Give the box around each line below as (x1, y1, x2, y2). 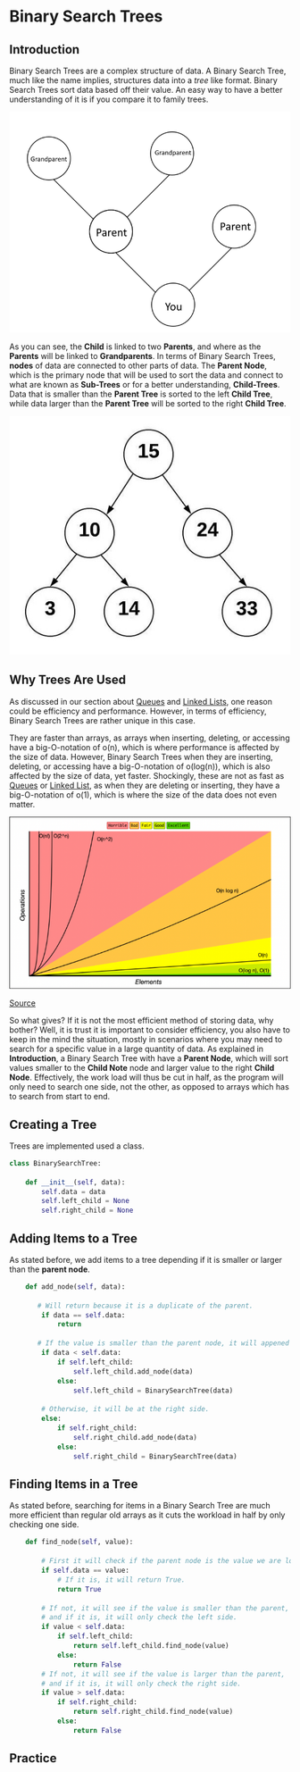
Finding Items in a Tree (9, 1476, 138, 1492)
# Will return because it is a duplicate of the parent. (37, 1301, 254, 1310)
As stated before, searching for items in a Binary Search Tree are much (9, 1500, 271, 1511)
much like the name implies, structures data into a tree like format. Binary (9, 75, 279, 86)
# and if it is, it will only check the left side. (41, 1613, 238, 1622)
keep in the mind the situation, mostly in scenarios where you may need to (9, 1034, 283, 1045)
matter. (9, 798, 36, 809)
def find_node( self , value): (25, 1538, 134, 1547)
